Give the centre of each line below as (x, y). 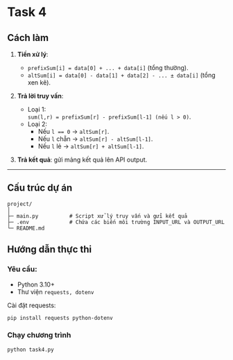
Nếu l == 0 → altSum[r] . (74, 131)
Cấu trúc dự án (40, 188)
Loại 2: (37, 124)
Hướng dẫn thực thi (50, 249)
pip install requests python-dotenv (60, 318)
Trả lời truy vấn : (40, 96)
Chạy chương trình (39, 335)
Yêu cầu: (22, 269)
